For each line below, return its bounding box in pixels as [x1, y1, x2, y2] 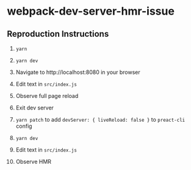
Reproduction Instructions [7, 29, 109, 39]
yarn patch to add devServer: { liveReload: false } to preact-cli [15, 116, 186, 123]
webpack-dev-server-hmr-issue [7, 4, 175, 18]
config [15, 122, 32, 130]
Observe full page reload [15, 92, 79, 99]
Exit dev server [15, 104, 54, 111]
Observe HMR [15, 158, 51, 165]
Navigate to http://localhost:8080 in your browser [15, 68, 141, 76]
